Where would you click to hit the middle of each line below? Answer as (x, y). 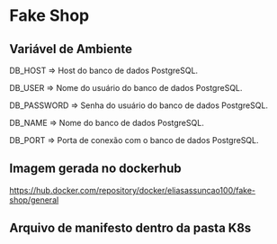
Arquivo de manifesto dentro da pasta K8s (130, 228)
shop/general (34, 200)
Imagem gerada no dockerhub (95, 169)
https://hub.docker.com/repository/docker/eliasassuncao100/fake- (133, 190)
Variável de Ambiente (71, 49)
